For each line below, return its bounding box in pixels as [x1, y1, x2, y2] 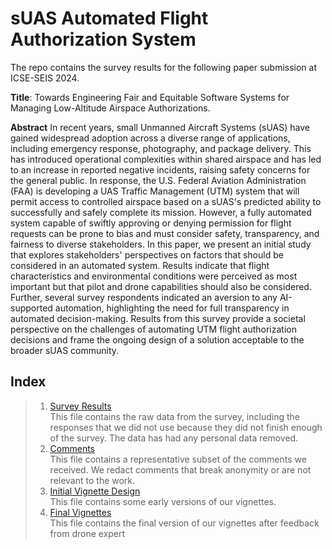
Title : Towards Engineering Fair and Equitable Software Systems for [10, 91, 290, 103]
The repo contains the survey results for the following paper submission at [10, 61, 318, 73]
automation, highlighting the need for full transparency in [54, 302, 290, 314]
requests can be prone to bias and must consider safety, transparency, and [10, 227, 320, 239]
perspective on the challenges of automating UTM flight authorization [10, 323, 297, 335]
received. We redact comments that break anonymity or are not [49, 463, 312, 476]
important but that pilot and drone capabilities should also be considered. [10, 280, 312, 292]
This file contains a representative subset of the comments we [49, 453, 307, 465]
